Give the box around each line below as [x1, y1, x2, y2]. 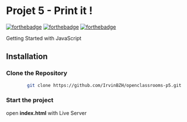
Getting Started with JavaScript [6, 34, 82, 41]
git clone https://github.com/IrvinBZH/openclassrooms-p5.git [27, 82, 182, 88]
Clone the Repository [6, 69, 68, 77]
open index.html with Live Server [6, 109, 87, 116]
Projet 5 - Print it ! [6, 4, 93, 18]
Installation [6, 51, 48, 62]
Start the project [6, 96, 54, 104]
